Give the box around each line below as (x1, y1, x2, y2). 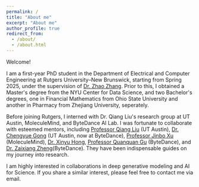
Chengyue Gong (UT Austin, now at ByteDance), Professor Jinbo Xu (6, 132, 174, 139)
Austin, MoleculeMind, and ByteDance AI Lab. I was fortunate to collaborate (6, 119, 192, 126)
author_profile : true (6, 25, 60, 32)
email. (6, 175, 21, 182)
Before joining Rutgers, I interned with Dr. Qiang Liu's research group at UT (6, 113, 191, 120)
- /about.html (11, 42, 46, 48)
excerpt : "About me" (6, 20, 58, 26)
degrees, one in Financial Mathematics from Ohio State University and (6, 95, 178, 102)
